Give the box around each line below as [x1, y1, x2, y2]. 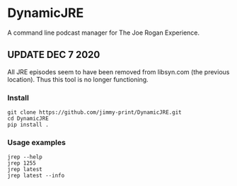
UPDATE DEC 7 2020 [7, 49, 100, 61]
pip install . [7, 122, 50, 129]
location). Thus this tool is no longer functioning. [7, 75, 149, 83]
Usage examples [7, 137, 66, 147]
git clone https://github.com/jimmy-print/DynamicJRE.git [7, 109, 182, 116]
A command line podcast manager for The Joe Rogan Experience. [7, 28, 200, 37]
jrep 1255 [7, 160, 37, 167]
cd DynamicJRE [7, 115, 50, 122]
